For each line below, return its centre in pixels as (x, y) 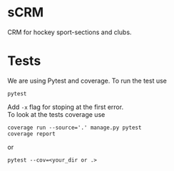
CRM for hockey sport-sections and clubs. (70, 32)
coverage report (31, 134)
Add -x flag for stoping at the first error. (65, 107)
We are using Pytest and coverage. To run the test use (87, 81)
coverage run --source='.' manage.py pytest (75, 128)
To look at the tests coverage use (56, 114)
